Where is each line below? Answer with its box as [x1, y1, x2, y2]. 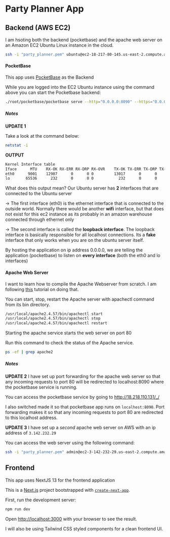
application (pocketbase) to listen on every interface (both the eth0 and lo [5, 252, 160, 259]
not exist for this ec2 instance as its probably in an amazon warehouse [5, 211, 153, 217]
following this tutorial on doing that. [5, 286, 79, 292]
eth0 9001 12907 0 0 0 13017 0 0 [5, 171, 157, 176]
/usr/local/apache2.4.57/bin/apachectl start [5, 311, 103, 317]
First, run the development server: [5, 496, 76, 503]
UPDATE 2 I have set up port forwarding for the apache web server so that [5, 373, 160, 379]
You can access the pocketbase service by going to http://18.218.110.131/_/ [5, 394, 160, 400]
